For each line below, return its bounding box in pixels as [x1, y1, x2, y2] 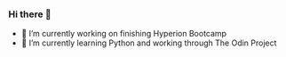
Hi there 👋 [8, 8, 52, 20]
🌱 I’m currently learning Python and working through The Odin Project [20, 37, 277, 48]
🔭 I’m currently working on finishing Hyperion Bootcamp [20, 28, 227, 39]
